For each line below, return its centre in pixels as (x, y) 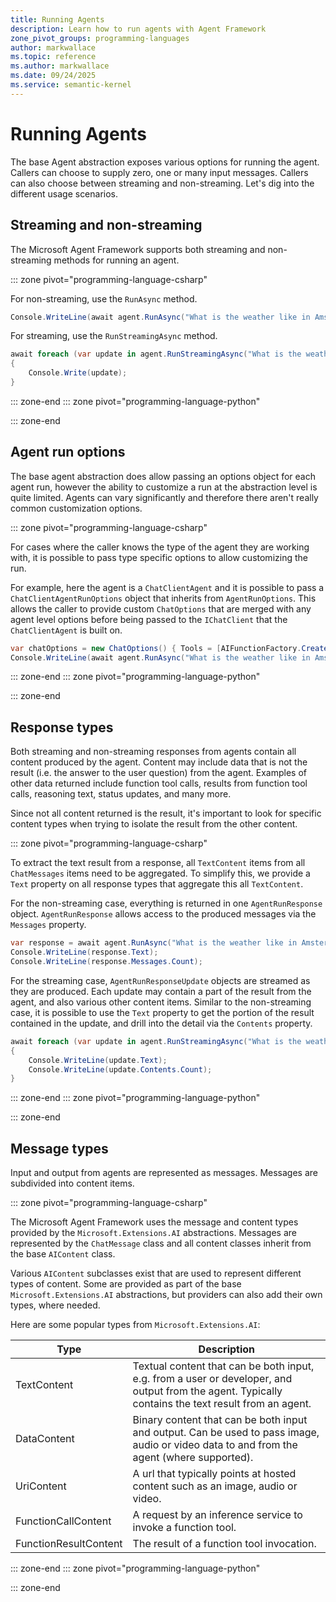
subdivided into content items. (72, 1183)
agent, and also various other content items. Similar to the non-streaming (161, 1002)
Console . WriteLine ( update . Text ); (98, 1060)
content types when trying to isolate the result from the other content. (154, 824)
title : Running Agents (57, 19)
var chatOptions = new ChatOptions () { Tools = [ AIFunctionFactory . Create (169, 648)
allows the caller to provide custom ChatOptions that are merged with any (161, 608)
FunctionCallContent (63, 1521)
